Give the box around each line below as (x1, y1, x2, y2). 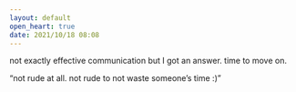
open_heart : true (9, 22, 76, 31)
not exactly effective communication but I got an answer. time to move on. (9, 56, 287, 66)
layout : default (9, 13, 71, 23)
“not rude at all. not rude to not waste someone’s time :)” (9, 73, 221, 84)
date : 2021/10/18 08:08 (9, 30, 100, 39)
